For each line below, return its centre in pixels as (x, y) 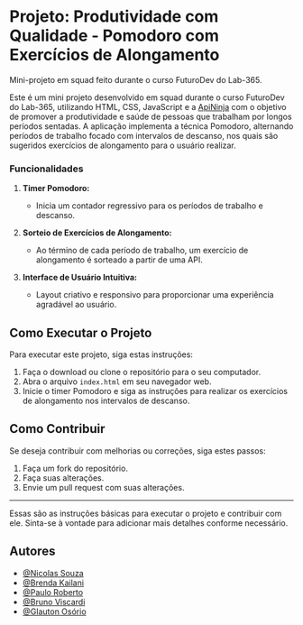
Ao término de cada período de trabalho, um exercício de (142, 251)
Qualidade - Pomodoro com (114, 36)
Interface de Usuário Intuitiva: (80, 278)
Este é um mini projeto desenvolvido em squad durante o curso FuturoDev (147, 97)
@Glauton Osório (55, 611)
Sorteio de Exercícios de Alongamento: (97, 233)
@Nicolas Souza (53, 573)
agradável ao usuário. (76, 305)
